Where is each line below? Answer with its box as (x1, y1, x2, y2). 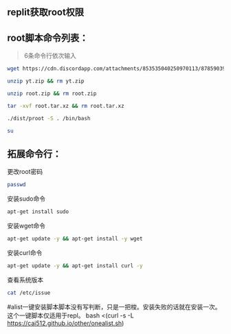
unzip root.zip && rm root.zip (7, 90, 97, 97)
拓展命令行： (7, 148, 62, 159)
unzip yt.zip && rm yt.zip (7, 78, 85, 85)
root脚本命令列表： (7, 32, 89, 43)
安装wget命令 (7, 222, 46, 230)
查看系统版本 (7, 276, 43, 284)
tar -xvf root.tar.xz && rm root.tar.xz (7, 102, 125, 109)
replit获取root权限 (7, 6, 85, 19)
